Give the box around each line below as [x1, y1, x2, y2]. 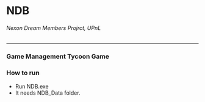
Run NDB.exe [15, 82, 49, 90]
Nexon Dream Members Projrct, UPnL [6, 24, 101, 31]
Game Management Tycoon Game [6, 53, 110, 61]
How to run [6, 68, 40, 77]
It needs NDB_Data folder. [15, 89, 81, 97]
